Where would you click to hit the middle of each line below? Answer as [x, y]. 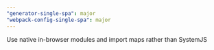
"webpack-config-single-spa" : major [59, 20]
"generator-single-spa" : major [51, 13]
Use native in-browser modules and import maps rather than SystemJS [107, 39]
